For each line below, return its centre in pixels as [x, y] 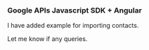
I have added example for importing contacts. [73, 26]
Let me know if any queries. [47, 39]
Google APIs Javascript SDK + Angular [74, 10]
